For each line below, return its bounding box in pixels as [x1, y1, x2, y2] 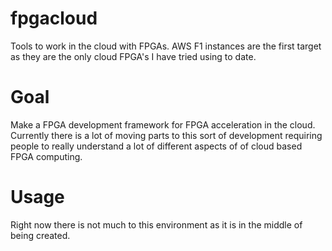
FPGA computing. [10, 150, 83, 162]
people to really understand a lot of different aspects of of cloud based [10, 140, 303, 152]
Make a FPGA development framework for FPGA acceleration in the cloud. [10, 118, 316, 131]
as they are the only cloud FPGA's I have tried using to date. [10, 50, 257, 62]
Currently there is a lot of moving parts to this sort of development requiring [10, 129, 323, 141]
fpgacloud [10, 7, 98, 30]
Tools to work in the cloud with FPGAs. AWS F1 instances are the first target [10, 40, 322, 52]
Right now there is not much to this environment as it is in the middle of [10, 218, 303, 231]
